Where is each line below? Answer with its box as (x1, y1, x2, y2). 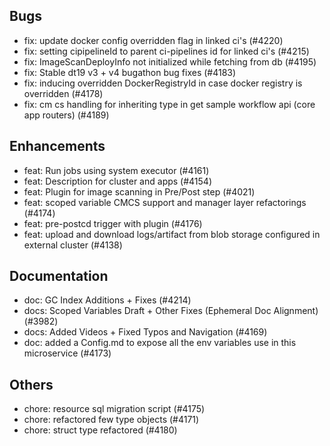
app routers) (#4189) (23, 109, 110, 121)
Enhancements (9, 138, 106, 155)
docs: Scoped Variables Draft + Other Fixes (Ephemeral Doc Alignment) (23, 305, 319, 317)
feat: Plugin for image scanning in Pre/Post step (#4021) (23, 185, 256, 198)
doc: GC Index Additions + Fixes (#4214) (23, 294, 192, 306)
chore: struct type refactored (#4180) (23, 424, 178, 436)
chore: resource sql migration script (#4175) (23, 403, 206, 415)
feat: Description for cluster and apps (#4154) (23, 175, 212, 187)
